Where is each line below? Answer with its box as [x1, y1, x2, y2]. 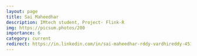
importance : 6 [6, 30, 41, 36]
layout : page [6, 8, 38, 15]
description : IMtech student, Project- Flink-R [6, 19, 125, 25]
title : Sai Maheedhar [6, 14, 59, 20]
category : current [6, 36, 51, 41]
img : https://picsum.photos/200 [6, 24, 85, 31]
